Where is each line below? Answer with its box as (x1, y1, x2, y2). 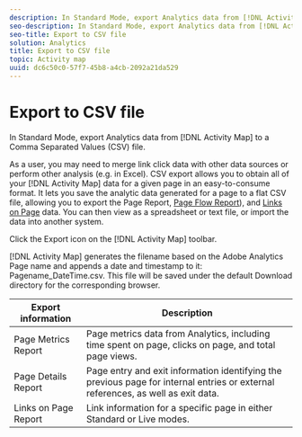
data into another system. (9, 216, 104, 227)
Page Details (13, 370, 67, 382)
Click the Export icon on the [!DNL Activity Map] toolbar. (9, 233, 218, 244)
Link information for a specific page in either (85, 401, 273, 414)
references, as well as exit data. (85, 387, 219, 399)
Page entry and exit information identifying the (85, 364, 282, 377)
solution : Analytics (9, 38, 87, 48)
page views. (85, 350, 138, 362)
